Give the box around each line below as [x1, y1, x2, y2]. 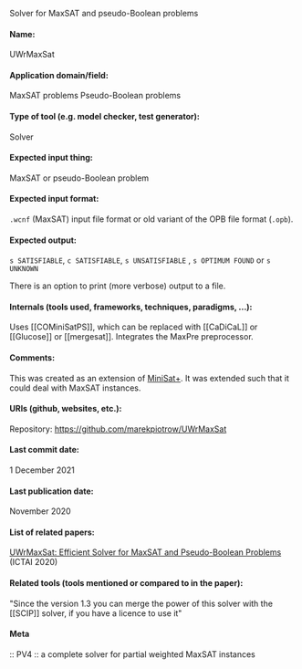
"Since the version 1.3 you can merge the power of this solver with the [9, 598, 274, 609]
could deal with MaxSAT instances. [9, 382, 141, 393]
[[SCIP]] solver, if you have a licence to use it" [9, 607, 182, 619]
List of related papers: [9, 527, 96, 538]
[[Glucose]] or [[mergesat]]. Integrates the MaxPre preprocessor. [9, 331, 254, 342]
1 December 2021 [9, 465, 75, 476]
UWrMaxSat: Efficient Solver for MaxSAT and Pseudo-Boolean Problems [9, 547, 282, 558]
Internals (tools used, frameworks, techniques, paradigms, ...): [9, 301, 253, 312]
